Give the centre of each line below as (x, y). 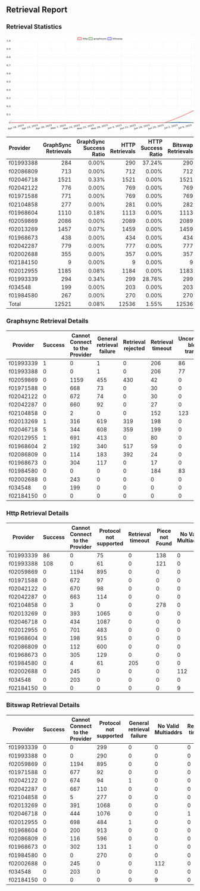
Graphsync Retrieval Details (47, 321)
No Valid (168, 726)
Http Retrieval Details (37, 513)
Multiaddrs (168, 732)
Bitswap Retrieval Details (43, 705)
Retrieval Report (37, 10)
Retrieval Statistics (34, 27)
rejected (134, 348)
